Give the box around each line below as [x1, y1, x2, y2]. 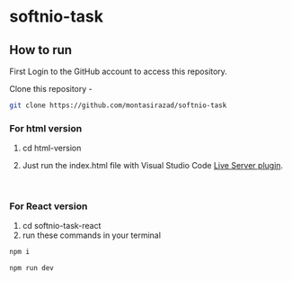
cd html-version [22, 142, 82, 154]
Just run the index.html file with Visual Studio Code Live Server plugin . [22, 160, 284, 171]
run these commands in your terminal [22, 230, 162, 240]
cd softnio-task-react [22, 221, 102, 231]
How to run [9, 42, 73, 58]
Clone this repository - [9, 84, 93, 94]
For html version [9, 122, 83, 134]
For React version [9, 200, 88, 213]
